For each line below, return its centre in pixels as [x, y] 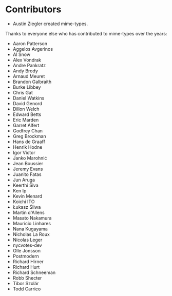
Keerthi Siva [25, 185]
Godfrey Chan [27, 131]
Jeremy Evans [28, 169]
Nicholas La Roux [31, 234]
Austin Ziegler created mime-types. [50, 24]
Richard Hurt [26, 267]
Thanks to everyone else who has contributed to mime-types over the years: [86, 33]
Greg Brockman [29, 136]
